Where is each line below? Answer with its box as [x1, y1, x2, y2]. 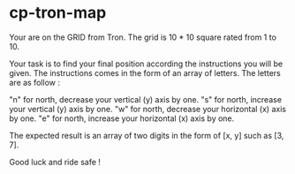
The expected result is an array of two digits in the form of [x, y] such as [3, [9, 130, 284, 140]
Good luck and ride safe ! [9, 156, 102, 167]
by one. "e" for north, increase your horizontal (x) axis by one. [9, 113, 235, 124]
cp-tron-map [9, 3, 107, 23]
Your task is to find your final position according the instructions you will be [9, 58, 284, 69]
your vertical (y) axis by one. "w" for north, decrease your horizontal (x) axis [9, 103, 287, 114]
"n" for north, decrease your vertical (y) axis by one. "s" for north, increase [9, 94, 283, 104]
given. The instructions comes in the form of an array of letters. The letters [9, 67, 281, 78]
